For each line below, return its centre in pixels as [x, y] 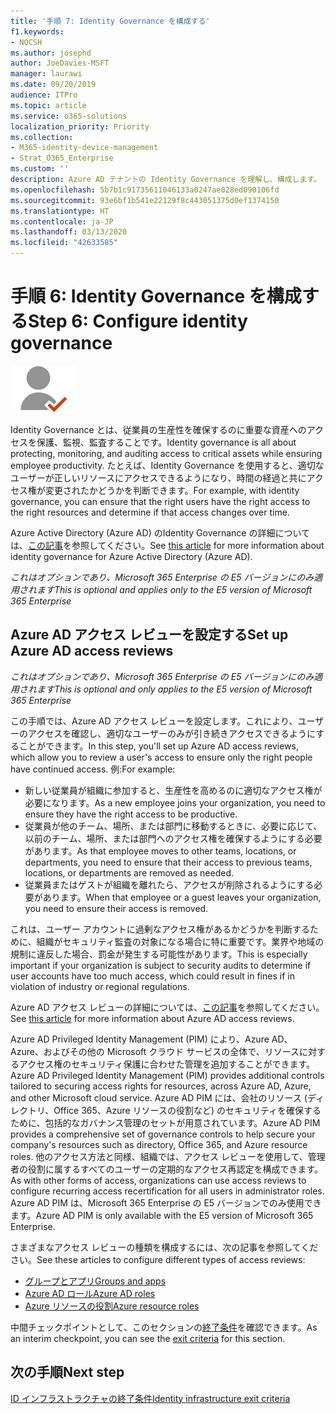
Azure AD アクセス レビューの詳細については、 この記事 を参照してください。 [167, 1007]
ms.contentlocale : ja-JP [62, 221]
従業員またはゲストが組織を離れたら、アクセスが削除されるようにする [169, 884]
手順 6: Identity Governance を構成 [156, 296]
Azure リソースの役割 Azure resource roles [112, 1306]
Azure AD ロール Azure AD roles [90, 1293]
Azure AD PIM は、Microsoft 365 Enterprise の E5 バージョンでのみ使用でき [166, 1202]
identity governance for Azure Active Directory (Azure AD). [131, 556]
